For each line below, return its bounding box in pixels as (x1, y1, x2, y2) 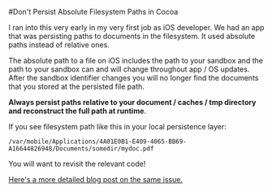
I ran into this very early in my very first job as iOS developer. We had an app (8, 23, 265, 32)
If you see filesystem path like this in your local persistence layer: (8, 122, 227, 131)
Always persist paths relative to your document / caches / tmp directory (8, 98, 257, 107)
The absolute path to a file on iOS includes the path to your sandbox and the (8, 56, 264, 65)
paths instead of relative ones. (8, 40, 110, 50)
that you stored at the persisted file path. (8, 81, 145, 91)
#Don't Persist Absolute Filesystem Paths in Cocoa (8, 7, 179, 16)
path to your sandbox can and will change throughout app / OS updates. (8, 64, 250, 74)
